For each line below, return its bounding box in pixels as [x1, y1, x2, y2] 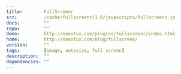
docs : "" [6, 20, 50, 26]
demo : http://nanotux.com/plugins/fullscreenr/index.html [6, 31, 176, 37]
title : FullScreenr [6, 8, 74, 15]
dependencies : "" [6, 58, 50, 64]
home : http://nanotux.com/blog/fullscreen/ [6, 36, 138, 42]
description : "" [6, 53, 50, 59]
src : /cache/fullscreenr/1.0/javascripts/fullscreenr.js [6, 14, 176, 20]
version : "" [6, 42, 50, 48]
